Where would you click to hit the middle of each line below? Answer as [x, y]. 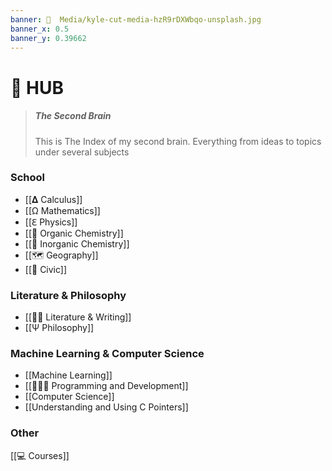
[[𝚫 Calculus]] [53, 199]
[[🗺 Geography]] [61, 255]
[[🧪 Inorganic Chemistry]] [77, 243]
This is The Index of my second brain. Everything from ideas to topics [178, 141]
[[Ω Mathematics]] [62, 210]
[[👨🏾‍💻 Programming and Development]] [106, 386]
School [28, 178]
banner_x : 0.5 [40, 29]
